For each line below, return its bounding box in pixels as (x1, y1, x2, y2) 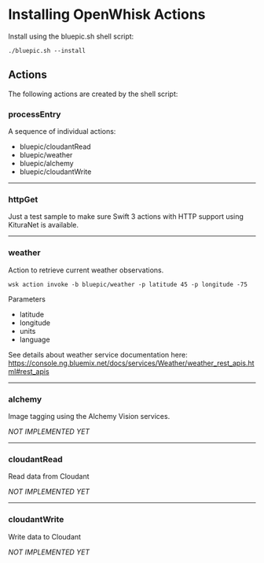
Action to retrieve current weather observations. (8, 265, 164, 275)
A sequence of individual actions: (8, 127, 116, 136)
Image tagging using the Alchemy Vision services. (8, 411, 170, 420)
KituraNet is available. (8, 220, 79, 230)
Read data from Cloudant (8, 472, 90, 481)
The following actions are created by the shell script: (8, 89, 178, 98)
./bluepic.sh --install (8, 46, 86, 54)
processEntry (8, 109, 61, 120)
